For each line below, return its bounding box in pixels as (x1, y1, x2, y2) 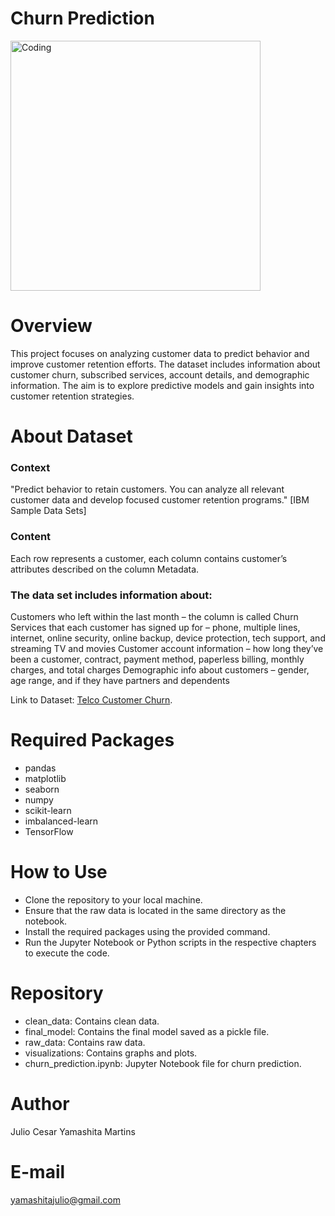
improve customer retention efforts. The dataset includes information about (10, 358, 321, 370)
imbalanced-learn (24, 815, 99, 827)
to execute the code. (24, 947, 110, 959)
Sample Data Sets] (10, 505, 87, 517)
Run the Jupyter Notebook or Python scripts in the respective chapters (24, 936, 317, 948)
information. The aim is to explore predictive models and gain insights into (10, 379, 315, 391)
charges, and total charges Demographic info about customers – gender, (10, 663, 310, 676)
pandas (24, 762, 57, 774)
